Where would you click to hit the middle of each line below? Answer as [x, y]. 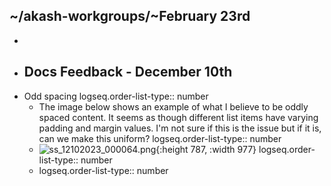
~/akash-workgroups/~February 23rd [130, 16]
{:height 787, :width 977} [206, 149]
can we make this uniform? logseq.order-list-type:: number [160, 138]
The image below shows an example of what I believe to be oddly [173, 106]
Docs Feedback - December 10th [128, 72]
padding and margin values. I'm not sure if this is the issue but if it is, [180, 128]
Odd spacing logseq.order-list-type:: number [116, 96]
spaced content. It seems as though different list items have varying [178, 117]
